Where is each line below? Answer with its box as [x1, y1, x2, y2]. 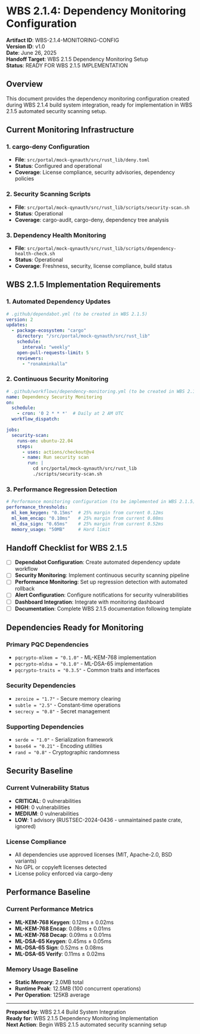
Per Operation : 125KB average [14, 991, 90, 998]
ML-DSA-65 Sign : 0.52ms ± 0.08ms [14, 944, 104, 951]
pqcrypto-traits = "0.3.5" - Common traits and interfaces [14, 667, 160, 674]
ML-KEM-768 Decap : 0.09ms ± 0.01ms [14, 931, 112, 938]
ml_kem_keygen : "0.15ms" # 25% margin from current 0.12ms [11, 510, 164, 516]
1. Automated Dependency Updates [6, 298, 111, 306]
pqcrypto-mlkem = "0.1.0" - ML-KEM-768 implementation [14, 654, 157, 661]
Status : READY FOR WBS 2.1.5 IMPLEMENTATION [6, 61, 128, 69]
